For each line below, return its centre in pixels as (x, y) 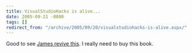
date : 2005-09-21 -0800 (35, 17)
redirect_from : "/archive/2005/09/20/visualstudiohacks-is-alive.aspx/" (97, 27)
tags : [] (17, 22)
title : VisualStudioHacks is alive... (53, 11)
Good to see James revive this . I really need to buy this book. (80, 44)
